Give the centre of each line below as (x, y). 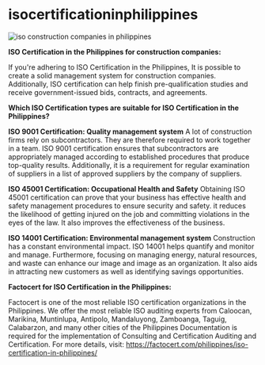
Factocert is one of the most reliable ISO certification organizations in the (127, 302)
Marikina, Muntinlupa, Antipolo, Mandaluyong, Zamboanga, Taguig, (117, 319)
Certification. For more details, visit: (66, 344)
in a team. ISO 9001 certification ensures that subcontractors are (114, 148)
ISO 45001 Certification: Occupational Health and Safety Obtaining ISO (127, 188)
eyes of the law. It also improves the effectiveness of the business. (117, 222)
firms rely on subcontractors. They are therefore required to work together (129, 139)
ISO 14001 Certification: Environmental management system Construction (132, 238)
